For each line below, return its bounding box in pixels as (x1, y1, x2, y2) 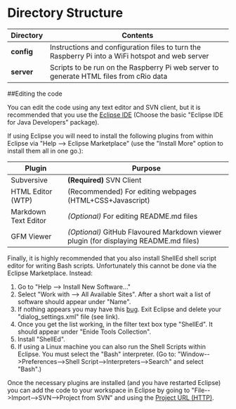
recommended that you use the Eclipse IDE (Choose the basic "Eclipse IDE (7, 111, 223, 119)
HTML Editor (11, 187, 53, 196)
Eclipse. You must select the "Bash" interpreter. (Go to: (17, 350, 177, 358)
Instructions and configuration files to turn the (49, 42, 202, 52)
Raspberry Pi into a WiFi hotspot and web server (49, 51, 209, 61)
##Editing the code (7, 89, 63, 98)
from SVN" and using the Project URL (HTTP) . (81, 393, 214, 402)
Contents (122, 30, 154, 40)
